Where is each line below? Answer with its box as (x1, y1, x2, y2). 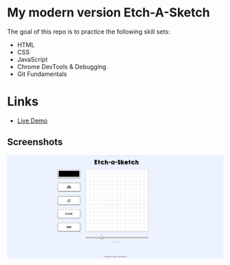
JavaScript (16, 55, 48, 63)
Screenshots (7, 136, 63, 148)
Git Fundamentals (16, 70, 67, 78)
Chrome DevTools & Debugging (16, 62, 106, 71)
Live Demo (16, 116, 48, 125)
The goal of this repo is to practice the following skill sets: (7, 27, 170, 36)
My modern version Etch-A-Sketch (7, 5, 211, 21)
